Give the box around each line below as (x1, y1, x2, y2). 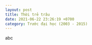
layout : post (5, 7, 32, 12)
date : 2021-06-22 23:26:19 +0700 (5, 16, 75, 21)
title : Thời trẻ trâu (5, 12, 50, 17)
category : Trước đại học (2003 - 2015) (5, 21, 88, 26)
